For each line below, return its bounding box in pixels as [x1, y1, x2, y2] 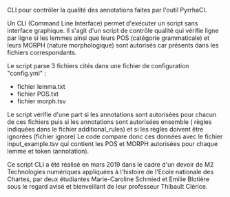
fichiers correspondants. [7, 48, 77, 56]
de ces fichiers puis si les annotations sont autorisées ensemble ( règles [7, 118, 212, 126]
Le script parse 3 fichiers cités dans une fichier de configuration [7, 62, 189, 70]
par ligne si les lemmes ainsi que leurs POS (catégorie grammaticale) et [7, 34, 210, 42]
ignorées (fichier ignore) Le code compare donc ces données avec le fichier [7, 132, 223, 141]
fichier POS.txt [17, 90, 59, 98]
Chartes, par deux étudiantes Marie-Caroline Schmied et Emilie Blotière [7, 175, 210, 183]
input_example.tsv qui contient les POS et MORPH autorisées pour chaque [7, 140, 218, 147]
